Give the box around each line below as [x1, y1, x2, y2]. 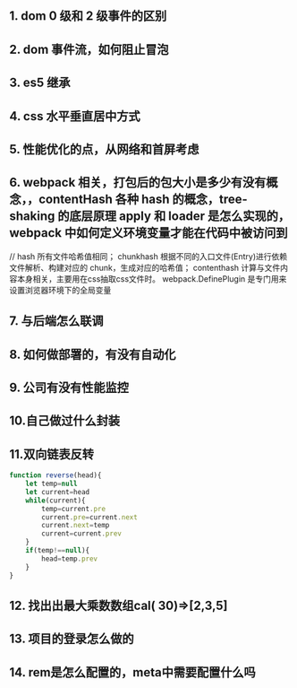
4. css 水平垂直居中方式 [9, 109, 140, 124]
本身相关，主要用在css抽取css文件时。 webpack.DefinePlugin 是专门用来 [16, 273, 287, 284]
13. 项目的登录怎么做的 [9, 631, 134, 647]
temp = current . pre [41, 504, 106, 513]
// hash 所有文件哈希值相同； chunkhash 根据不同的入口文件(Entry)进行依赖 [9, 250, 288, 262]
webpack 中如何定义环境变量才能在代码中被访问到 [9, 225, 288, 240]
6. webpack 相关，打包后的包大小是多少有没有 [9, 175, 267, 190]
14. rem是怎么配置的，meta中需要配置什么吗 [9, 665, 257, 680]
